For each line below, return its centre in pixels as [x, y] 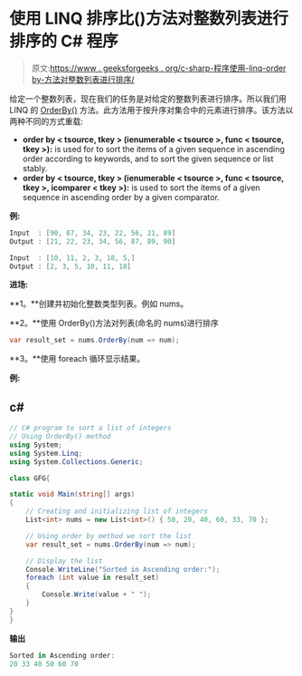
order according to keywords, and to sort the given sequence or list [148, 159]
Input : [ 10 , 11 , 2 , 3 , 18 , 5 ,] [72, 258]
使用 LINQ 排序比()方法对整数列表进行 [149, 19]
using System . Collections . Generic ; [76, 462]
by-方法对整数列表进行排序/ [83, 79]
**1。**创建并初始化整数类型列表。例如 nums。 [99, 304]
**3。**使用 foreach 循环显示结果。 [77, 359]
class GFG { [30, 478]
